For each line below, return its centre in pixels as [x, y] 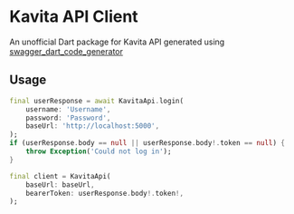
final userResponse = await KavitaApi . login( [96, 101]
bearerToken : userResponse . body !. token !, [104, 193]
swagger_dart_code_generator [66, 51]
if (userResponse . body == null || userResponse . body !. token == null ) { [147, 143]
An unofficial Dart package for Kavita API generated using [117, 42]
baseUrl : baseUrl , [60, 185]
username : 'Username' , [68, 109]
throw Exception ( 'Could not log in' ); [99, 151]
